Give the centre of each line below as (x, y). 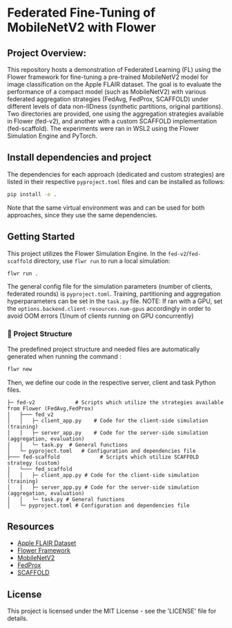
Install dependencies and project (79, 158)
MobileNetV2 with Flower (82, 27)
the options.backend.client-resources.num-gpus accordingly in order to (109, 309)
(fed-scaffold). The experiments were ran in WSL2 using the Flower (103, 128)
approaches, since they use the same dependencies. (82, 215)
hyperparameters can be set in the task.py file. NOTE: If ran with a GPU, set (115, 301)
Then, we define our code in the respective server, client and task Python (112, 382)
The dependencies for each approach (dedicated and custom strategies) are (116, 174)
